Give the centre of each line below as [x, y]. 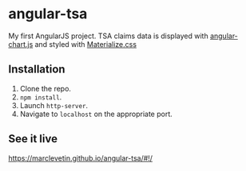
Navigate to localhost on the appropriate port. [96, 114]
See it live [33, 139]
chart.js [21, 44]
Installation [37, 70]
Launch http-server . [54, 105]
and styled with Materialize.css [86, 44]
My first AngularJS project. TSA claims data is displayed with [109, 36]
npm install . [41, 97]
